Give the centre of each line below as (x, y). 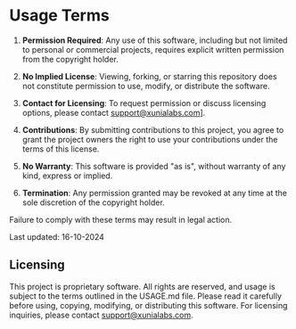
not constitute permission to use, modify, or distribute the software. (146, 86)
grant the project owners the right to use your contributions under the (150, 139)
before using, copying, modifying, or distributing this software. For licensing (148, 305)
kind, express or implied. (67, 176)
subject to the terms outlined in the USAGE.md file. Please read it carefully (146, 296)
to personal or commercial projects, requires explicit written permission (153, 49)
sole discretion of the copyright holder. (93, 202)
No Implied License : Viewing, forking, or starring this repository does (150, 76)
